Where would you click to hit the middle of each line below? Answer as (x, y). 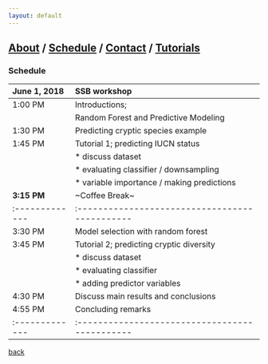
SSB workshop (103, 91)
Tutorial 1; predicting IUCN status (137, 144)
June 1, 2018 (38, 91)
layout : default (35, 16)
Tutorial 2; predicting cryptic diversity (145, 244)
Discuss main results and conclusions (145, 296)
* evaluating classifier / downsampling (147, 170)
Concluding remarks (113, 310)
